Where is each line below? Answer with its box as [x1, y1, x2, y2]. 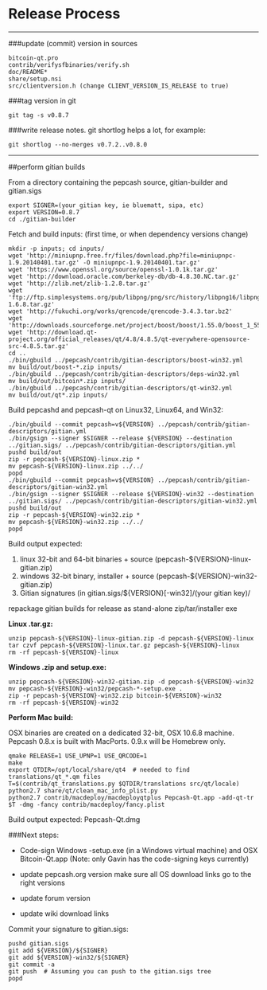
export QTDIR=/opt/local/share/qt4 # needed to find [8, 765, 191, 773]
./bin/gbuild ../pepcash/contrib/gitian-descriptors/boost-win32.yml [8, 356, 244, 364]
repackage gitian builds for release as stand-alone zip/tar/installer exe [8, 603, 238, 613]
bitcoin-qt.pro [8, 53, 59, 62]
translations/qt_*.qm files [8, 773, 102, 781]
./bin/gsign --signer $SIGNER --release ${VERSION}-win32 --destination [8, 490, 254, 498]
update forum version [19, 893, 91, 902]
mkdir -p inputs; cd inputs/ [8, 245, 105, 252]
